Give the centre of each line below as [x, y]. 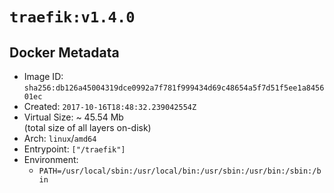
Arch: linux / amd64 [60, 138]
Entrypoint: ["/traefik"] [74, 149]
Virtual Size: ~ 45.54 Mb [73, 117]
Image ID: [43, 76]
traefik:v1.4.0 [72, 17]
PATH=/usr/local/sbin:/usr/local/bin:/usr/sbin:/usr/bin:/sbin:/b [180, 171]
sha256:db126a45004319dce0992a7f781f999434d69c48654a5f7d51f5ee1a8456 [174, 88]
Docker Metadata [64, 52]
